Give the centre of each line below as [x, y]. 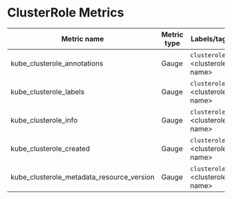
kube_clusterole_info [44, 120]
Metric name [83, 39]
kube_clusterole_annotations [57, 63]
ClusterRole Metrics [66, 13]
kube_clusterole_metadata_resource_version [83, 177]
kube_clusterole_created [50, 148]
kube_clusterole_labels [48, 92]
